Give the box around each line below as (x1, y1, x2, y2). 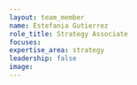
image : (9, 63, 34, 72)
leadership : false (9, 54, 77, 63)
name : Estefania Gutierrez (9, 21, 109, 30)
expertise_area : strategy (9, 46, 104, 55)
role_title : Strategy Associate (9, 29, 128, 38)
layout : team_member (9, 12, 86, 22)
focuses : (9, 37, 42, 47)
